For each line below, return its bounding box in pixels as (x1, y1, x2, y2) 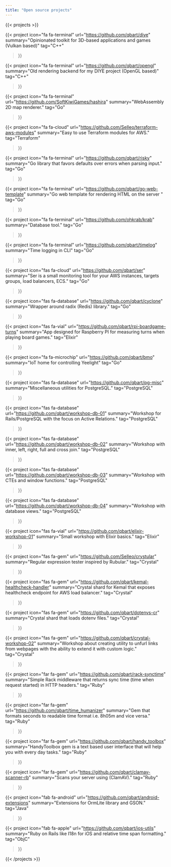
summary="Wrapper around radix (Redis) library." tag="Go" (5, 303, 131, 310)
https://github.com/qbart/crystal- (80, 634, 151, 641)
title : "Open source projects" (5, 7, 72, 13)
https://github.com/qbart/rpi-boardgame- (78, 323, 166, 329)
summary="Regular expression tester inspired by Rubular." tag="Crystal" (5, 558, 159, 565)
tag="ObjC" (5, 836, 30, 842)
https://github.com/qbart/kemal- (80, 579, 149, 585)
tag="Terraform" (5, 134, 41, 141)
